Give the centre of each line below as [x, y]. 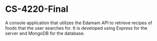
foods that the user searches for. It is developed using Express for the [76, 28]
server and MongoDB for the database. [45, 33]
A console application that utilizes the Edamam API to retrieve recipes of [79, 23]
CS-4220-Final [37, 9]
